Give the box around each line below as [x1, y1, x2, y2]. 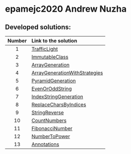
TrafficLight [31, 45, 58, 52]
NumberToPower [31, 133, 70, 140]
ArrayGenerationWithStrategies [31, 69, 103, 76]
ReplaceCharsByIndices [31, 101, 86, 108]
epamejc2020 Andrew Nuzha [5, 3, 127, 15]
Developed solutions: [5, 23, 72, 31]
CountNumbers [31, 117, 67, 124]
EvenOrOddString [31, 86, 72, 92]
